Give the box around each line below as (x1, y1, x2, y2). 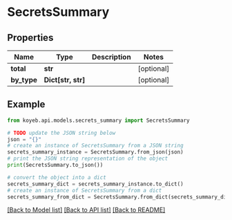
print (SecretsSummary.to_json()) (7, 162, 104, 169)
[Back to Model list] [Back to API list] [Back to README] (7, 205, 166, 214)
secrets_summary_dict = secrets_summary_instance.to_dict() (7, 181, 184, 187)
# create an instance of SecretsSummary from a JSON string (7, 143, 184, 149)
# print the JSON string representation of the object (7, 155, 168, 163)
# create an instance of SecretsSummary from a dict (7, 187, 162, 194)
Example (7, 98, 46, 111)
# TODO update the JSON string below (7, 129, 116, 136)
